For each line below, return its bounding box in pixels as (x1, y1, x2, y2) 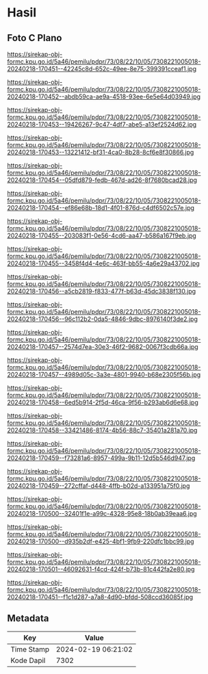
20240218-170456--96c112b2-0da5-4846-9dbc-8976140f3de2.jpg (7, 315, 198, 323)
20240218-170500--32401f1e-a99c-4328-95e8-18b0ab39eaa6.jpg (7, 510, 197, 517)
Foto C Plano (7, 32, 62, 44)
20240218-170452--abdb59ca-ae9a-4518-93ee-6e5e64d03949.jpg (7, 92, 200, 101)
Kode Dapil (10, 656, 46, 665)
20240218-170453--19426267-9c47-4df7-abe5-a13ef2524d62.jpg (7, 120, 197, 128)
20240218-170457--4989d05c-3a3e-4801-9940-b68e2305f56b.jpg (7, 371, 201, 378)
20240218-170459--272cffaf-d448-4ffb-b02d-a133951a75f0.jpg (7, 482, 190, 490)
